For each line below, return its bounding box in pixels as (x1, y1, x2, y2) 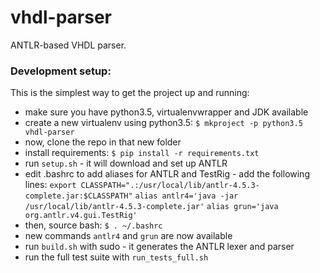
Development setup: (10, 64, 112, 78)
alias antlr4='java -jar (134, 191, 239, 201)
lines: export (24, 179, 77, 191)
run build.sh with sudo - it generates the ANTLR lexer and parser (24, 241, 295, 253)
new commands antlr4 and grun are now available (24, 230, 233, 242)
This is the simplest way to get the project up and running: (10, 87, 250, 99)
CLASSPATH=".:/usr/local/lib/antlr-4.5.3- (80, 181, 260, 191)
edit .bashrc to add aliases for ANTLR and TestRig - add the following (24, 168, 310, 180)
